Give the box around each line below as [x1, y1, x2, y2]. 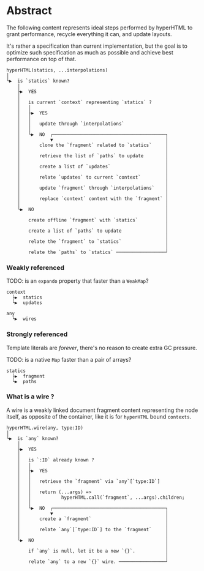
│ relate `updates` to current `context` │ [17, 174, 168, 181]
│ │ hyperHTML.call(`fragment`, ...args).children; [17, 494, 185, 501]
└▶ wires [12, 316, 37, 322]
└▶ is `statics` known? [6, 78, 70, 84]
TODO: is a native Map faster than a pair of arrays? [6, 356, 132, 363]
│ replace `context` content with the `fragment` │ [17, 195, 168, 202]
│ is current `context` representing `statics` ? [17, 99, 152, 105]
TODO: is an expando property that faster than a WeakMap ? [6, 277, 149, 285]
